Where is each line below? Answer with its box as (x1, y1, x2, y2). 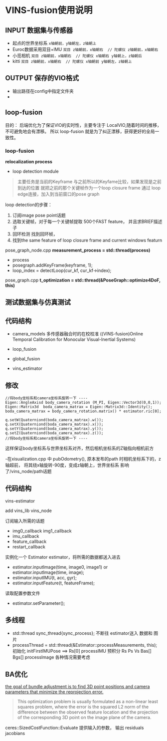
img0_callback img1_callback (12, 527, 72, 534)
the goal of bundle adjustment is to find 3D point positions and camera (5, 684, 150, 690)
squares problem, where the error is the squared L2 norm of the (17, 704, 149, 710)
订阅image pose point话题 (12, 212, 66, 218)
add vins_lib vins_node (5, 507, 52, 513)
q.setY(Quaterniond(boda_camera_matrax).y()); (5, 426, 104, 431)
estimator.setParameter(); (12, 600, 65, 606)
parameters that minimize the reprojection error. (5, 689, 104, 695)
